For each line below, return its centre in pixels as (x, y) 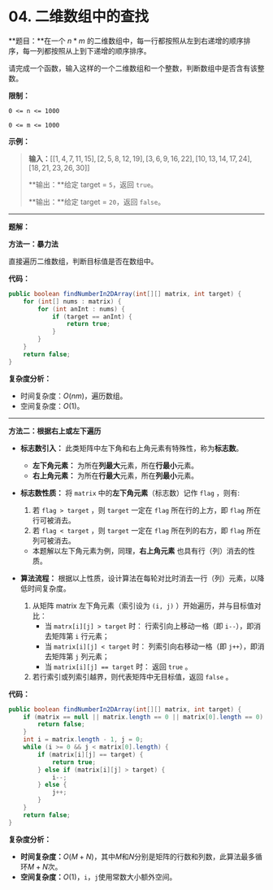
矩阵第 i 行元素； (80, 636)
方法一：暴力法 (33, 244)
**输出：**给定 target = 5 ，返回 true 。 (93, 185)
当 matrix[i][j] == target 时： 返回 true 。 (118, 666)
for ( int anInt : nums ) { (82, 309)
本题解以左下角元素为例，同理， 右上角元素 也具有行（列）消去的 (140, 550)
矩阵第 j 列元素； (80, 656)
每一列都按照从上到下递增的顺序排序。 (87, 50)
